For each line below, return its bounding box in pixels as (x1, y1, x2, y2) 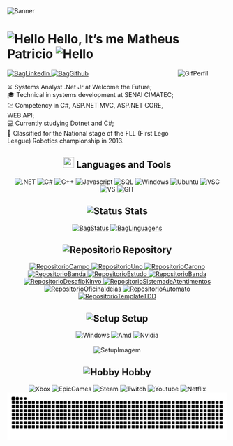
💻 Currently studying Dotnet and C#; (7, 119, 114, 127)
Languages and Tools (76, 159, 172, 171)
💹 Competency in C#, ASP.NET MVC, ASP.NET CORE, (7, 101, 164, 109)
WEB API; (7, 111, 35, 120)
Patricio (7, 46, 54, 62)
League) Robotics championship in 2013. (7, 136, 124, 145)
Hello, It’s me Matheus (47, 31, 180, 48)
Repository (123, 244, 172, 256)
